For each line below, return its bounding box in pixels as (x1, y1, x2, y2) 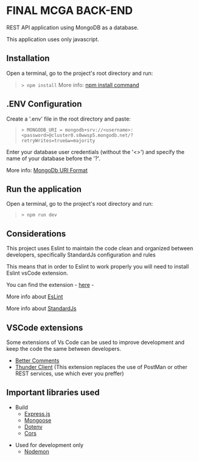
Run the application (6, 184, 82, 194)
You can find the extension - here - (6, 281, 94, 289)
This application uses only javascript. (6, 35, 99, 43)
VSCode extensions (6, 322, 83, 333)
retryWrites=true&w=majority (21, 138, 96, 144)
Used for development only (15, 441, 84, 448)
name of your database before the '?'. (6, 155, 100, 162)
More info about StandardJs (6, 305, 77, 312)
